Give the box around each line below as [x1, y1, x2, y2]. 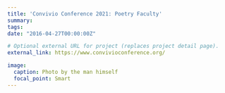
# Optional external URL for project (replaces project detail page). [7, 43, 219, 50]
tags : [7, 23, 23, 30]
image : [7, 62, 27, 69]
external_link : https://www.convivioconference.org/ [7, 49, 166, 56]
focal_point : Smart [13, 75, 71, 82]
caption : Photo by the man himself [13, 68, 118, 75]
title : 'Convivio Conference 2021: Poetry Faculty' [7, 10, 162, 18]
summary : [7, 17, 33, 24]
